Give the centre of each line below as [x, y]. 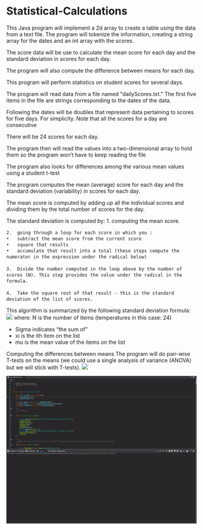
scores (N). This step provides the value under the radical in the [94, 275]
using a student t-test [33, 173]
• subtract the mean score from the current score [74, 239]
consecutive [22, 124]
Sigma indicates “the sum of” [51, 329]
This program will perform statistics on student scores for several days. [95, 82]
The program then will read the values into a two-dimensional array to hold [99, 148]
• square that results [37, 245]
